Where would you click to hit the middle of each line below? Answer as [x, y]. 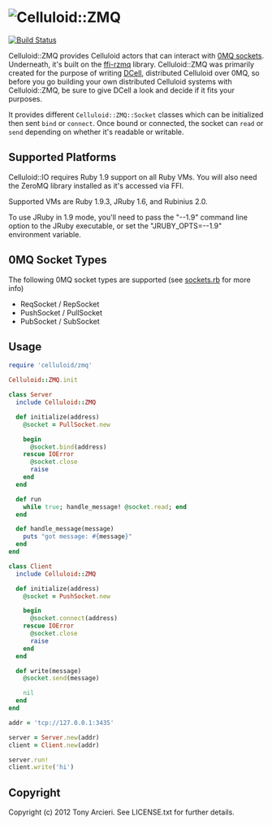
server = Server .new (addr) [54, 737]
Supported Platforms [63, 157]
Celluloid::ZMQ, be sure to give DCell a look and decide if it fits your [122, 90]
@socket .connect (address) [73, 619]
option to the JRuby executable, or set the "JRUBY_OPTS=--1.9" [115, 226]
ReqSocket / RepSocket [60, 304]
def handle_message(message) [65, 529]
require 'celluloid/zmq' [50, 366]
